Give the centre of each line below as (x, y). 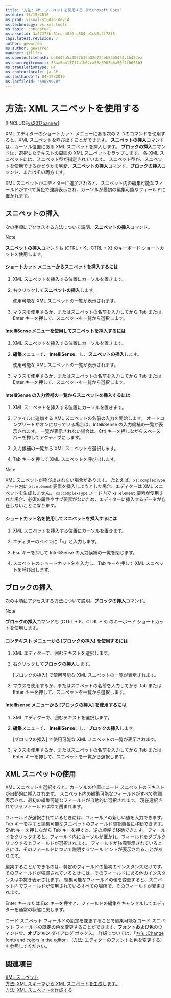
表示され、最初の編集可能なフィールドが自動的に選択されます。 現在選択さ (84, 800)
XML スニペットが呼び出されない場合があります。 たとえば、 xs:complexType (85, 480)
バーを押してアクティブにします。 (48, 437)
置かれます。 (19, 196)
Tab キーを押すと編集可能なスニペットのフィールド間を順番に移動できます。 (86, 824)
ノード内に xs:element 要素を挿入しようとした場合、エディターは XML (79, 486)
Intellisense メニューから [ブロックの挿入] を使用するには (66, 705)
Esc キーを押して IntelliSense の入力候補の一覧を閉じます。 (75, 553)
